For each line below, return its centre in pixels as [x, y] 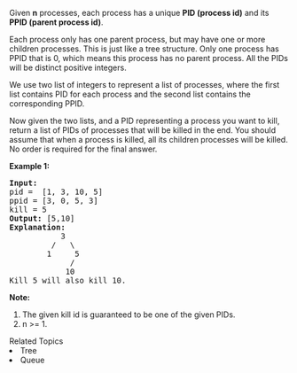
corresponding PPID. [47, 104]
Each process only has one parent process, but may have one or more [137, 39]
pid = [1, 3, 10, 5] [56, 192]
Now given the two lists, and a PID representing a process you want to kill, [145, 120]
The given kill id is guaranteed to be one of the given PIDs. [129, 315]
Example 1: [30, 166]
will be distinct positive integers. [68, 67]
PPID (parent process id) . [56, 22]
